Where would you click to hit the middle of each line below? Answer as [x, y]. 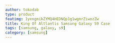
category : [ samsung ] [27, 33]
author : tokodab [22, 10]
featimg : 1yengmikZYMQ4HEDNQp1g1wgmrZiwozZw [52, 19]
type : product [20, 14]
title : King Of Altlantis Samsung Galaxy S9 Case [58, 23]
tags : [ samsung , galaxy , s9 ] [35, 28]
